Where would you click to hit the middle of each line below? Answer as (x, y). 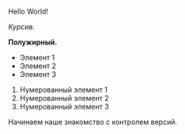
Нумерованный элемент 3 (64, 107)
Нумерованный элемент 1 (64, 90)
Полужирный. (33, 42)
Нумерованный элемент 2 (64, 98)
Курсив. (22, 27)
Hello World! (28, 11)
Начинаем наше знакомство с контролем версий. (93, 122)
